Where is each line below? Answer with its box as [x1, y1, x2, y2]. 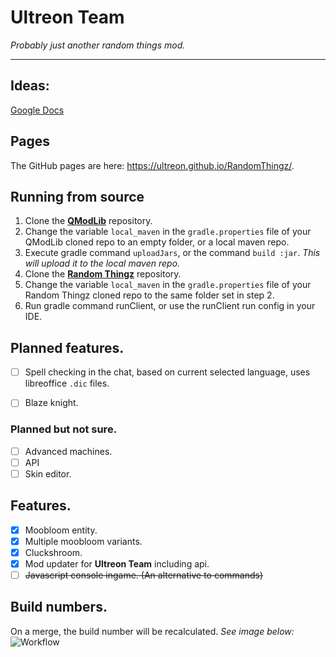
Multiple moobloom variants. [24, 535, 143, 547]
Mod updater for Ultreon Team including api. [24, 557, 210, 570]
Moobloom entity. [24, 524, 98, 536]
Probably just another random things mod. [10, 39, 186, 51]
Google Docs [10, 104, 65, 116]
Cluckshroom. [24, 546, 83, 558]
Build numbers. [10, 599, 108, 616]
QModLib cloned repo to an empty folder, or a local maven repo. [24, 236, 290, 248]
